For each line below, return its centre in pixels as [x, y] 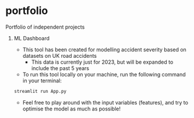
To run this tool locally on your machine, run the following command [104, 74]
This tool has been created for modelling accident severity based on [105, 49]
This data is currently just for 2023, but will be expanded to [102, 62]
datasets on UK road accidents [60, 55]
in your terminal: [42, 81]
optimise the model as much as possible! [71, 109]
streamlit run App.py [40, 91]
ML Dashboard [32, 38]
